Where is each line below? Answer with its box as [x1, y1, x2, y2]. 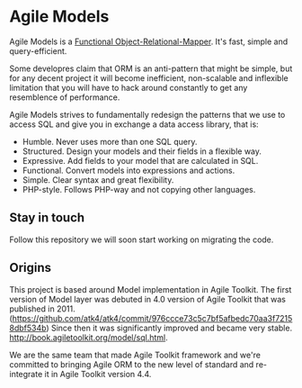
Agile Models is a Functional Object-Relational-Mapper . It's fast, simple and [9, 36, 289, 47]
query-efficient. [9, 45, 67, 56]
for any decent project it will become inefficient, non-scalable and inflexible [9, 72, 289, 83]
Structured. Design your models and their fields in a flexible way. [22, 146, 262, 157]
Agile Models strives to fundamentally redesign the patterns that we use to [9, 109, 286, 120]
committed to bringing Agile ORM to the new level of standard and [9, 358, 254, 370]
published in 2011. [9, 303, 75, 314]
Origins [9, 260, 52, 275]
